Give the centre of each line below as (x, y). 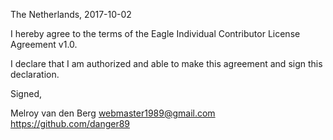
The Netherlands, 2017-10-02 (71, 14)
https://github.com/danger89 (70, 123)
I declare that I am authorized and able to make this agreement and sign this (166, 63)
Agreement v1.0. (44, 44)
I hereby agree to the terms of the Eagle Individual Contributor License (155, 33)
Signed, (26, 93)
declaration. (35, 74)
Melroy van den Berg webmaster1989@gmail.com (113, 113)
